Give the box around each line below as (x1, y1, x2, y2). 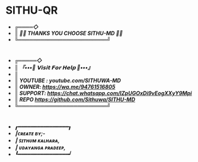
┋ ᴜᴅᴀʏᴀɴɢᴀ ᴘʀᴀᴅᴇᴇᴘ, (14, 144, 66, 151)
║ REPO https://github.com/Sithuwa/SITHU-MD (14, 96, 135, 103)
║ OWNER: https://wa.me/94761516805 (14, 83, 116, 91)
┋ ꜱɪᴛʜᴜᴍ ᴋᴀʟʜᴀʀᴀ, (14, 137, 60, 144)
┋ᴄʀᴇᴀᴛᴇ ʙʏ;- (14, 130, 46, 137)
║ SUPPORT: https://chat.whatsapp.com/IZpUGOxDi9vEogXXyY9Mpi (14, 90, 192, 97)
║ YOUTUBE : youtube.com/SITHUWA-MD (14, 77, 121, 84)
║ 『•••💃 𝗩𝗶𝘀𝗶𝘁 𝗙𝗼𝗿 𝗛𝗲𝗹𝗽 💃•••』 (14, 64, 94, 71)
